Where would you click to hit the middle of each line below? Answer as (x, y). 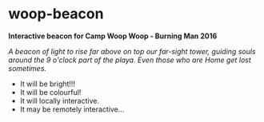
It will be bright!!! (48, 84)
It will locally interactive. (60, 100)
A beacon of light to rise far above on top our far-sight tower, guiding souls (132, 51)
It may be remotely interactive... (72, 109)
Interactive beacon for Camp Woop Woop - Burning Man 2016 (113, 36)
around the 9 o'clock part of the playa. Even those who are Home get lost (130, 60)
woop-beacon (56, 14)
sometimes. (27, 68)
